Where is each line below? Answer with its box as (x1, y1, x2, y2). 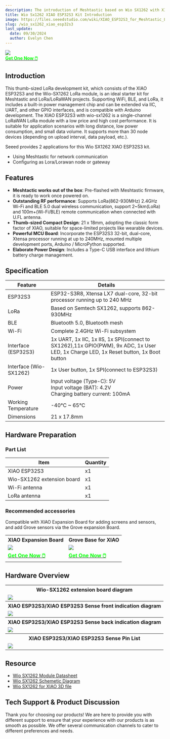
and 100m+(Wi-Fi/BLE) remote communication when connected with (12, 209, 156, 215)
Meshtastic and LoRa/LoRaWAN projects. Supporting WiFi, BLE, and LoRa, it (5, 96, 163, 102)
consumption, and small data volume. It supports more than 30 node (5, 128, 148, 135)
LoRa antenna (8, 492, 40, 499)
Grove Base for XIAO (68, 536, 120, 543)
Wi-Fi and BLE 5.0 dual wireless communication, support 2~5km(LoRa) (12, 203, 160, 209)
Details (98, 281, 115, 288)
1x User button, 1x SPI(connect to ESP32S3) (50, 366, 158, 373)
